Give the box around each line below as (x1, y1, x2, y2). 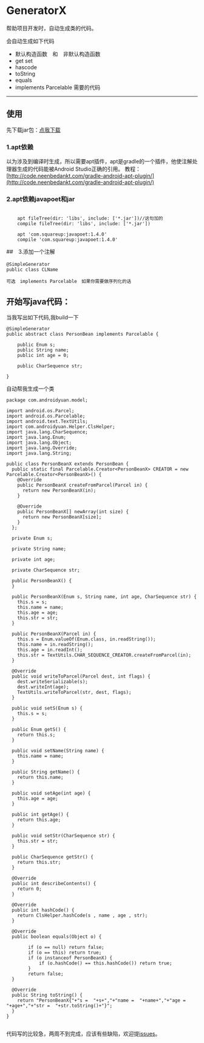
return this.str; (17, 860, 61, 866)
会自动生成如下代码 (6, 37, 55, 44)
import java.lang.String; (6, 450, 72, 457)
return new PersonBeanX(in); (22, 488, 97, 494)
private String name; (12, 546, 67, 552)
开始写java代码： (6, 296, 71, 307)
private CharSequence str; (12, 567, 80, 574)
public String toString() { (12, 992, 83, 999)
